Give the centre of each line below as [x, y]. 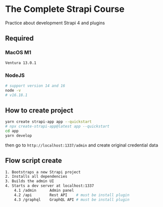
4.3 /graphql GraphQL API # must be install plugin [72, 200]
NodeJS [15, 75]
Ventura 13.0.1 [21, 63]
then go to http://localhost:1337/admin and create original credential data [82, 145]
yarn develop [19, 135]
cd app [12, 131]
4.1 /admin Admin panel [44, 191]
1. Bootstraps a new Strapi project [43, 172]
